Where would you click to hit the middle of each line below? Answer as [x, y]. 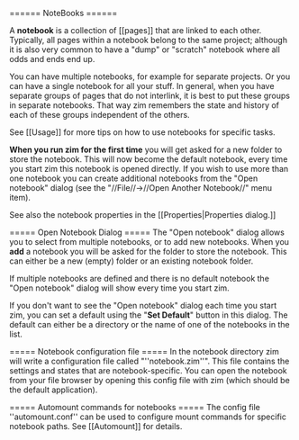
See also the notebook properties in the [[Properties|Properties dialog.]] [143, 215]
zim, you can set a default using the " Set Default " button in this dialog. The [149, 315]
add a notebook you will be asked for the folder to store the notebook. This [148, 251]
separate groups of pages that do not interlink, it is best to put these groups [150, 95]
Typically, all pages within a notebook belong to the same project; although [149, 40]
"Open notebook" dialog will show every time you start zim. [119, 288]
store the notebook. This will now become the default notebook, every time [149, 159]
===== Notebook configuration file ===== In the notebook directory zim [144, 351]
